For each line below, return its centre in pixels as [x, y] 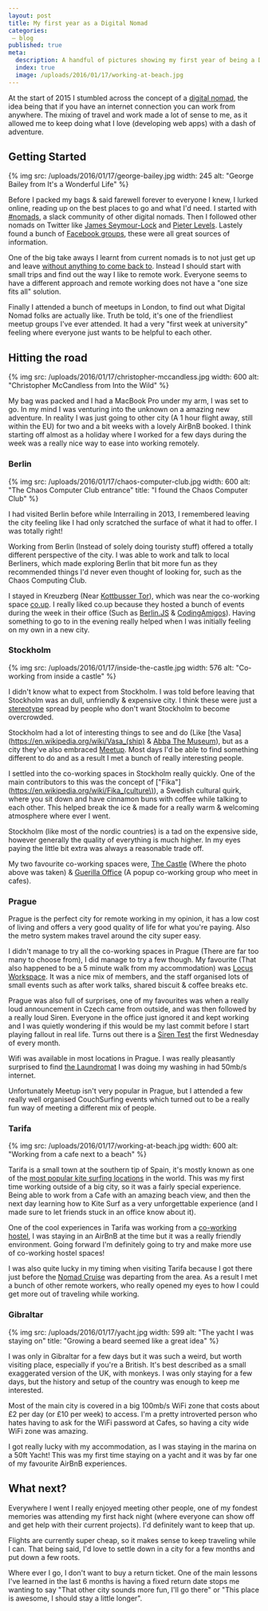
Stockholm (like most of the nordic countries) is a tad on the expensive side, [133, 831]
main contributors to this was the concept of [81, 782]
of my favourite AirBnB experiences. [68, 1463]
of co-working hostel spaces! [57, 1253]
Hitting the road [48, 357]
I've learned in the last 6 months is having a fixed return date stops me [124, 1581]
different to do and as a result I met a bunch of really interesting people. [126, 758]
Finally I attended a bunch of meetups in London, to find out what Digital [127, 307]
